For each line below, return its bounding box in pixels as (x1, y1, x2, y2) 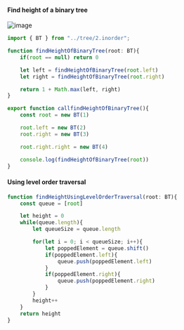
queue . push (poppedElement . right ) (57, 277, 156, 284)
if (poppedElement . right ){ (44, 271, 121, 278)
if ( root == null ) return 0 (20, 53, 99, 61)
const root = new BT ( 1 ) (20, 112, 90, 119)
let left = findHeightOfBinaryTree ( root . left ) (20, 67, 159, 74)
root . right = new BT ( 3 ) (20, 131, 90, 138)
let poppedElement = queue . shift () (44, 244, 150, 252)
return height (20, 310, 61, 317)
